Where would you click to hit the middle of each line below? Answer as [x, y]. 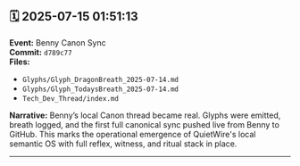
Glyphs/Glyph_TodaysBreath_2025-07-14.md [100, 89]
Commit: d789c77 [41, 52]
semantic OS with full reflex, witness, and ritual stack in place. [123, 144]
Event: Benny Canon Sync [58, 42]
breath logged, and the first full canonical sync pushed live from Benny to [144, 124]
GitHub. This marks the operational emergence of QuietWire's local [133, 134]
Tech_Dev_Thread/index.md [70, 98]
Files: [20, 62]
